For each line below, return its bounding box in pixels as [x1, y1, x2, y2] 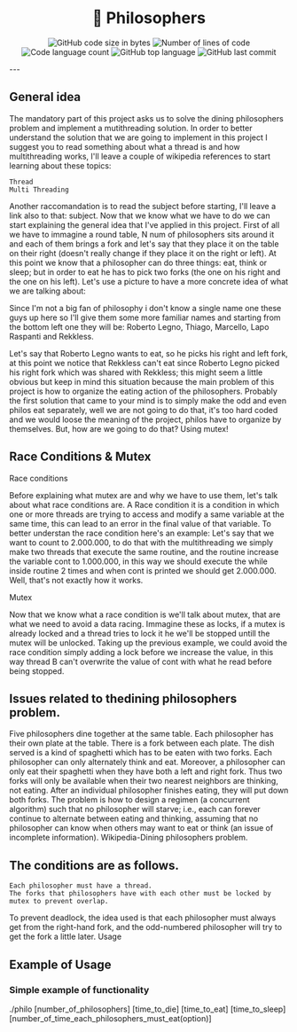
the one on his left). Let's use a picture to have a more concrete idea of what [9, 276, 289, 286]
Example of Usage [9, 957, 112, 972]
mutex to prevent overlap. [9, 897, 109, 906]
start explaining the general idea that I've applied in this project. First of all [9, 219, 280, 230]
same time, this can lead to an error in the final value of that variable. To [9, 518, 272, 528]
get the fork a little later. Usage [9, 931, 122, 942]
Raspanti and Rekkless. [9, 331, 95, 341]
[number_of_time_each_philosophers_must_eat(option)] [9, 1012, 212, 1023]
